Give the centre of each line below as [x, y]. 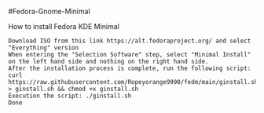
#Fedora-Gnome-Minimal [49, 11]
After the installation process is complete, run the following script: [130, 68]
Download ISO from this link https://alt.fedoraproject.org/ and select [130, 41]
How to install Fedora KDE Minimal [64, 26]
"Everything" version [44, 48]
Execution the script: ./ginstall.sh [70, 96]
